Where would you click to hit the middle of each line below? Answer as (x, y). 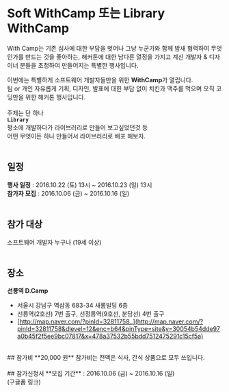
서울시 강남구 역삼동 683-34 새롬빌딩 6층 (72, 306)
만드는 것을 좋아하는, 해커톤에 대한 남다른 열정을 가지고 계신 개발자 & (116, 57)
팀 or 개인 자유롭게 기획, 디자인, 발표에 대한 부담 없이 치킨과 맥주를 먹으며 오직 (111, 88)
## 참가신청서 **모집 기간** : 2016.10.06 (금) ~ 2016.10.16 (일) (91, 373)
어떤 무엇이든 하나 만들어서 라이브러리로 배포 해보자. (76, 136)
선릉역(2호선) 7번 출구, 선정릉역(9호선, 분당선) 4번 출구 (91, 314)
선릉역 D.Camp (28, 291)
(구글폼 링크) (24, 382)
